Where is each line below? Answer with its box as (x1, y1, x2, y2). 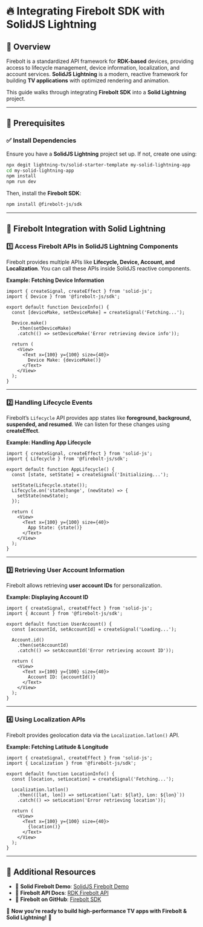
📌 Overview (6, 41, 51, 52)
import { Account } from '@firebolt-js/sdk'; (6, 611, 123, 617)
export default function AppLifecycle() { (6, 467, 115, 473)
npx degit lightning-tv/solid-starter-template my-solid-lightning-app (6, 162, 190, 168)
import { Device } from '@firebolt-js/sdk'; (6, 293, 120, 300)
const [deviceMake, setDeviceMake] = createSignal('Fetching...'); (11, 309, 185, 315)
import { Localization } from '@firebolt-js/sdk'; (6, 760, 137, 766)
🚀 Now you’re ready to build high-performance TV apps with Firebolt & (6, 908, 187, 915)
